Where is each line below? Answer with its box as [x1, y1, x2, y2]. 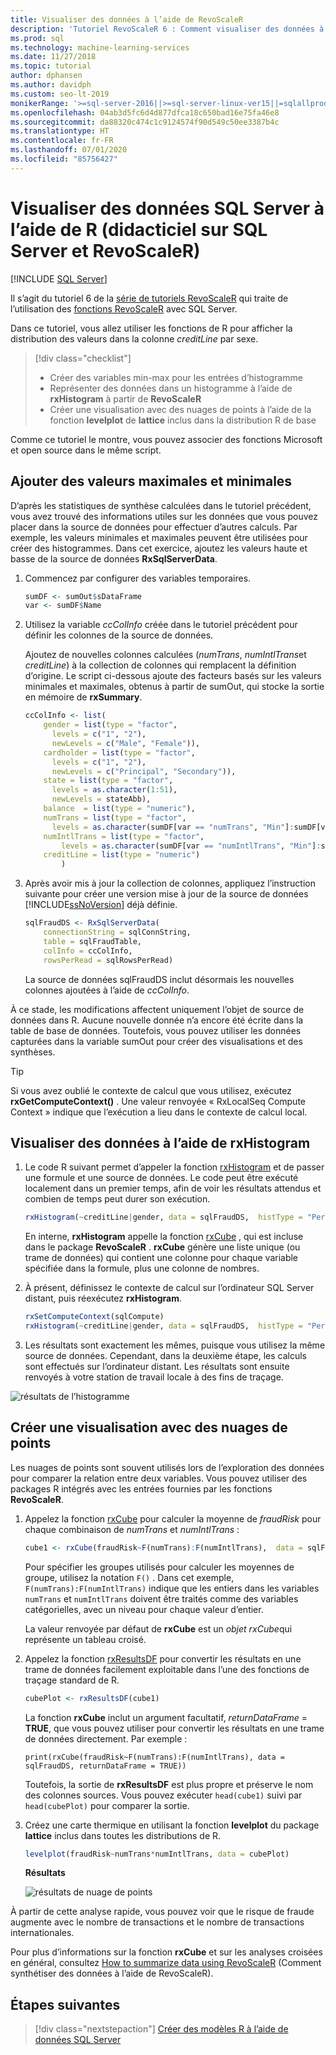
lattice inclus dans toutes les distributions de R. [24, 1829, 222, 1841]
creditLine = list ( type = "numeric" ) [43, 850, 201, 860]
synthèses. [10, 1046, 56, 1058]
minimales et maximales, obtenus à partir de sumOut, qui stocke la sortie [24, 681, 325, 693]
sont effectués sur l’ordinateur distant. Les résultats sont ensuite [24, 1360, 290, 1372]
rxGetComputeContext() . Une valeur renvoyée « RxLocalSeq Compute [10, 1095, 307, 1107]
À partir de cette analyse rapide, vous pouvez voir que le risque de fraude [10, 1906, 315, 1918]
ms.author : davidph [10, 80, 92, 90]
